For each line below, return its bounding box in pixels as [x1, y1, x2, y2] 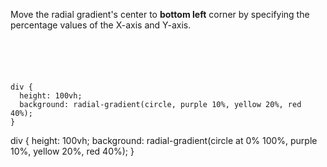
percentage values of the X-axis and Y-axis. [10, 19, 192, 31]
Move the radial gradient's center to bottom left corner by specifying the [10, 9, 310, 20]
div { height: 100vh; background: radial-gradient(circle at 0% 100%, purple [10, 135, 318, 146]
